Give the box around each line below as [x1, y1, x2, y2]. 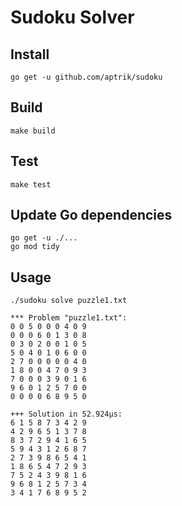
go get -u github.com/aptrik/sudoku [10, 72, 163, 82]
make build [10, 126, 56, 136]
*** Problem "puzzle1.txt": [10, 313, 128, 323]
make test [10, 179, 52, 190]
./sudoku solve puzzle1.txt [10, 296, 128, 306]
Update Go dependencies [10, 207, 173, 224]
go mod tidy [10, 242, 60, 252]
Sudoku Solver [10, 6, 135, 29]
